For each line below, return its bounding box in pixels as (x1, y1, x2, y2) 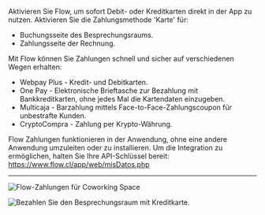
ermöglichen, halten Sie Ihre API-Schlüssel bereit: (8, 151, 170, 161)
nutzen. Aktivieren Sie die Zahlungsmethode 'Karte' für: (8, 15, 189, 24)
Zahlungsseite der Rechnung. (19, 39, 116, 48)
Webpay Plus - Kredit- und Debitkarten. (19, 78, 148, 87)
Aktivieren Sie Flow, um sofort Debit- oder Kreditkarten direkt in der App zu (8, 7, 252, 16)
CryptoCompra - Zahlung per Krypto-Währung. (19, 120, 173, 128)
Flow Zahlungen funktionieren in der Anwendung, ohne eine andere (8, 135, 227, 144)
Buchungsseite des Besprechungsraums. (19, 31, 154, 39)
